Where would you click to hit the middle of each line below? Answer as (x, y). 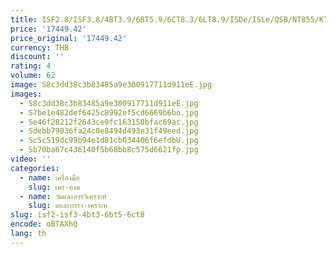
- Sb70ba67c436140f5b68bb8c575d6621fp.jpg (109, 150)
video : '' (31, 159)
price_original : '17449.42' (69, 38)
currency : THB (40, 47)
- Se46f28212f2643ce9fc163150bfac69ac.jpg (109, 122)
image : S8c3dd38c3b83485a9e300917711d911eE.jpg (111, 85)
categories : (35, 168)
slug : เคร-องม (54, 187)
